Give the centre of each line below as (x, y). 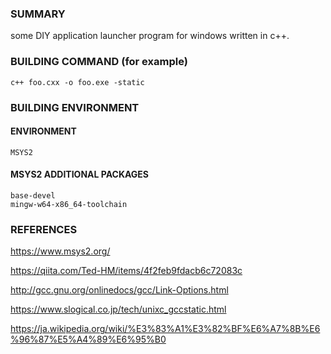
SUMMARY (38, 14)
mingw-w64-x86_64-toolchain (69, 204)
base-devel (33, 195)
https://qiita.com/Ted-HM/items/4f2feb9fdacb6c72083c (126, 271)
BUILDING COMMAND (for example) (99, 62)
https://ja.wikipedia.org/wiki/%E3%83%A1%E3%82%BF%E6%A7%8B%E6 (165, 329)
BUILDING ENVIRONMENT (75, 107)
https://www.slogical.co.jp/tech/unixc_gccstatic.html (118, 309)
